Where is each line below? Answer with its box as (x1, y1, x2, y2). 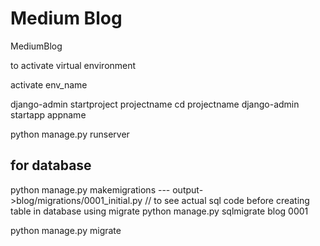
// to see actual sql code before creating (144, 194, 310, 206)
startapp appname (10, 108, 87, 121)
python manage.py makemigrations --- (10, 183, 171, 196)
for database (10, 157, 92, 174)
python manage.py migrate (10, 224, 122, 236)
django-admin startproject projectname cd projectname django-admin (10, 98, 300, 110)
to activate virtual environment (10, 59, 137, 71)
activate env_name (10, 78, 88, 91)
